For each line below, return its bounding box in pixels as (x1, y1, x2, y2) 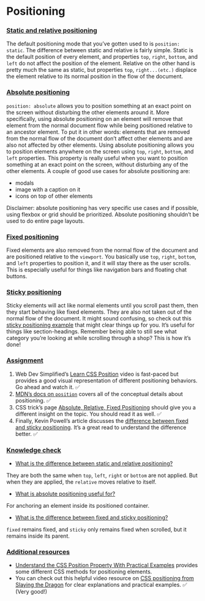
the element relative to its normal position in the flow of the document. (6, 72, 184, 80)
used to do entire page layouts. (6, 217, 84, 225)
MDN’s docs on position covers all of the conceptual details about (15, 390, 184, 397)
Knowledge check (6, 446, 61, 454)
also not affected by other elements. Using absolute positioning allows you (6, 141, 195, 149)
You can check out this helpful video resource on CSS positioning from (15, 575, 194, 582)
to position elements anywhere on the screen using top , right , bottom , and (6, 147, 194, 155)
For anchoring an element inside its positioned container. (6, 502, 150, 509)
